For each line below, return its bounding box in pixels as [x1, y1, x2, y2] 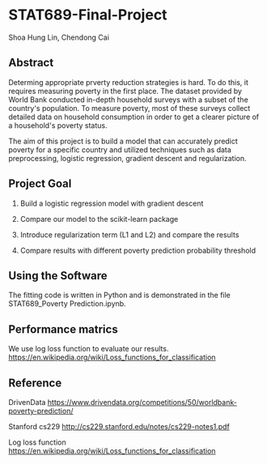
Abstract [8, 56, 54, 70]
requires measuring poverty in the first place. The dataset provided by [8, 86, 243, 96]
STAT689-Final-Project [8, 6, 167, 24]
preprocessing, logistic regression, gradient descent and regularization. [8, 153, 247, 163]
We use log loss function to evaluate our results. [8, 344, 169, 354]
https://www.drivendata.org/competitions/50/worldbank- [47, 398, 237, 407]
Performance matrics [8, 322, 119, 336]
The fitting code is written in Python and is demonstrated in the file [8, 290, 231, 300]
